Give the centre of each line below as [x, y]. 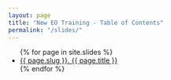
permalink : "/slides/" [45, 30]
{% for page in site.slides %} [66, 53]
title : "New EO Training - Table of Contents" [86, 23]
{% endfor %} [42, 69]
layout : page [30, 15]
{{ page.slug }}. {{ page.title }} [69, 60]
